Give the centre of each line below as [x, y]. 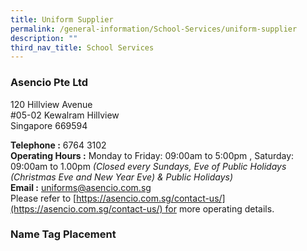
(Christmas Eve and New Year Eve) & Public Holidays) [122, 177]
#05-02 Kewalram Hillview [65, 115]
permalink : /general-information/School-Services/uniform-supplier [154, 29]
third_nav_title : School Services [82, 47]
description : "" [44, 38]
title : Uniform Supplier [62, 19]
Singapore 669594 [49, 125]
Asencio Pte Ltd [49, 83]
